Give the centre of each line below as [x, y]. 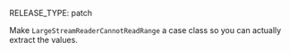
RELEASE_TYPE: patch [51, 13]
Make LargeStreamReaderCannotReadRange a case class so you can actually [145, 30]
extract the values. [43, 40]
